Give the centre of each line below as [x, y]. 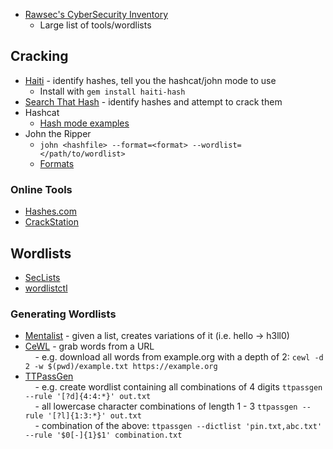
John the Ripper [58, 133]
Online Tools [41, 189]
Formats [57, 163]
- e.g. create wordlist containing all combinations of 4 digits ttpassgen [178, 387]
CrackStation [51, 222]
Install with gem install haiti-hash [112, 91]
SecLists [42, 277]
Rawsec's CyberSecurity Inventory [96, 14]
